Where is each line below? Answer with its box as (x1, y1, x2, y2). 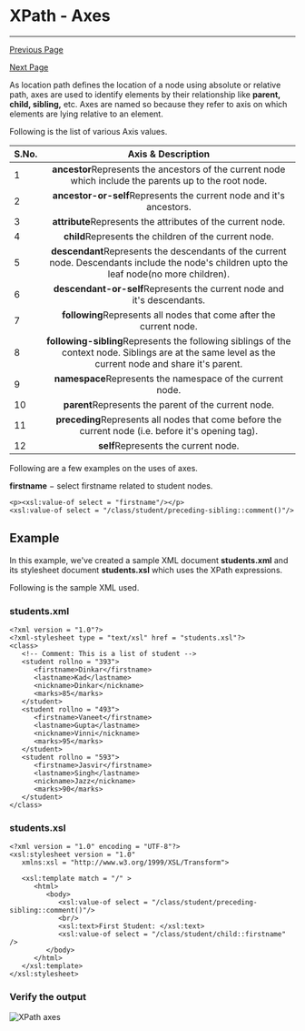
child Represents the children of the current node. (63, 229, 274, 242)
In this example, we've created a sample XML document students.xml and (9, 554, 289, 565)
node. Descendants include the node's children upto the (49, 256, 289, 268)
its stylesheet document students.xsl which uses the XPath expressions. (9, 564, 283, 575)
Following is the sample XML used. (9, 581, 140, 592)
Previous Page (9, 44, 64, 55)
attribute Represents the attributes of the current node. (52, 215, 286, 227)
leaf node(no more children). (107, 268, 230, 280)
